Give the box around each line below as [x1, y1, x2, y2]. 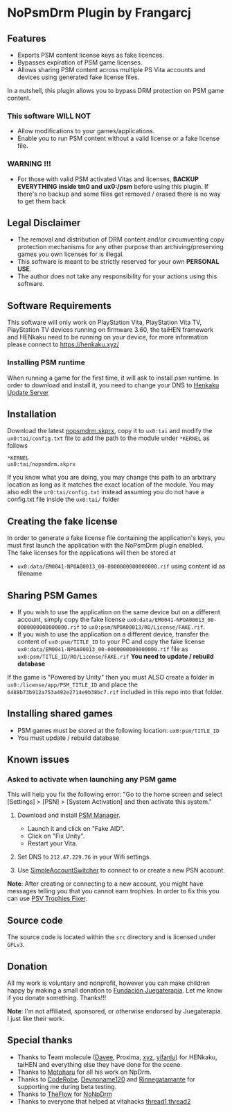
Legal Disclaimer [7, 217, 81, 228]
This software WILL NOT [7, 111, 91, 121]
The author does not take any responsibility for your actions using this [17, 272, 217, 280]
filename [17, 569, 43, 578]
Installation [7, 408, 57, 420]
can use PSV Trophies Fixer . [7, 894, 88, 903]
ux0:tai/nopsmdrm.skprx [7, 461, 76, 468]
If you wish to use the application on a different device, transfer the [17, 630, 209, 638]
